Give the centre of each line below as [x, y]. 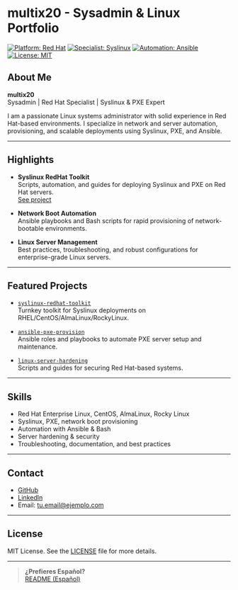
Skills [19, 397]
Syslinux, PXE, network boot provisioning [78, 421]
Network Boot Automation [57, 213]
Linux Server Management [57, 242]
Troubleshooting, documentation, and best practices [94, 444]
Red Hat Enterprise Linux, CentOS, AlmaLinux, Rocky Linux [103, 414]
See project [34, 199]
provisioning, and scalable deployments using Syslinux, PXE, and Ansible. [115, 131]
